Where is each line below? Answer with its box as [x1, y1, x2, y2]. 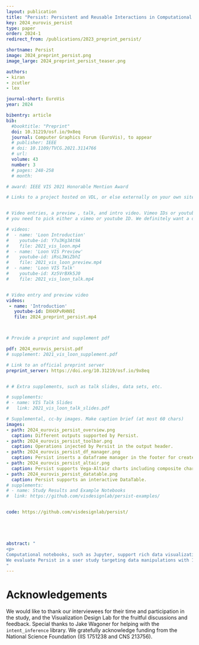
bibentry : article [6, 112, 52, 118]
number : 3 [11, 161, 36, 168]
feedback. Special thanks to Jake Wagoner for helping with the [6, 621, 160, 628]
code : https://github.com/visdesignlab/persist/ [6, 509, 129, 515]
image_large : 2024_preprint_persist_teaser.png [6, 58, 126, 64]
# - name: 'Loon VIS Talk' [6, 265, 76, 271]
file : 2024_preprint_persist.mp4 [14, 314, 97, 320]
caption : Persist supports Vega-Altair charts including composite [11, 465, 182, 472]
